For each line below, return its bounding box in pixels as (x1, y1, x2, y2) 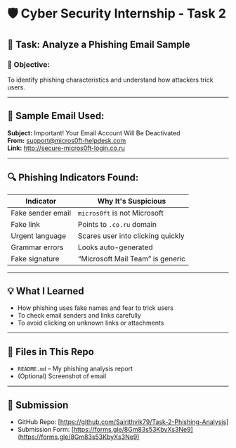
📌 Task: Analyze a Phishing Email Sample (7, 38, 191, 50)
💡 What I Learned (7, 285, 84, 297)
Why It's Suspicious (97, 196, 166, 206)
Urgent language (11, 230, 67, 240)
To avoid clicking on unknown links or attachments (17, 318, 164, 328)
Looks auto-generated (77, 242, 153, 252)
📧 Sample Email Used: (7, 110, 105, 122)
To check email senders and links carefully (17, 311, 142, 320)
